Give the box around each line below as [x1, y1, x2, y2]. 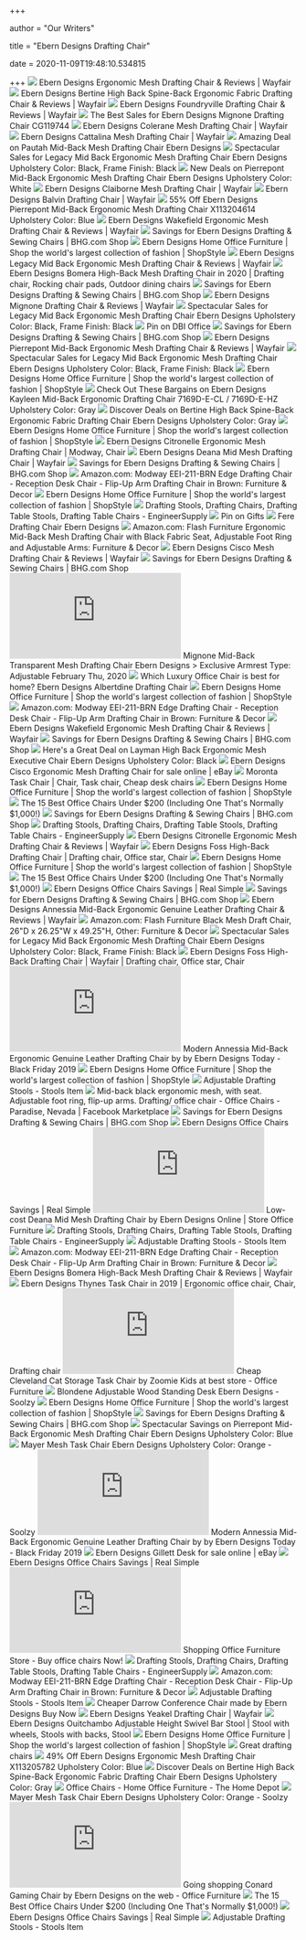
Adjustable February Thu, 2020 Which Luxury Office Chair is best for [9, 671, 280, 681]
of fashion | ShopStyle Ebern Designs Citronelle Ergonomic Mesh [9, 436, 267, 446]
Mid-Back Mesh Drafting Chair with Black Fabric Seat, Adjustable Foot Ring [9, 531, 292, 542]
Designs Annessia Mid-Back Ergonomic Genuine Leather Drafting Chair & [9, 904, 285, 914]
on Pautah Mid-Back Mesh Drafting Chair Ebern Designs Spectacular [9, 143, 280, 153]
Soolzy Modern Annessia [9, 1527, 278, 1537]
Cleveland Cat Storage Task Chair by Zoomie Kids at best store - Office [9, 1375, 278, 1386]
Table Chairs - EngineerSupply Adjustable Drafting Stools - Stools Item [9, 1236, 287, 1246]
